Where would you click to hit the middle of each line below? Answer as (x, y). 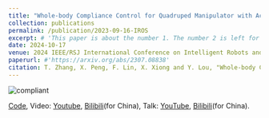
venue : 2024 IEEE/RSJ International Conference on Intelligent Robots (128, 53)
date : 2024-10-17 (37, 45)
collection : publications (51, 23)
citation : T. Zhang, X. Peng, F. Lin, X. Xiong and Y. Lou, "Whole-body (132, 68)
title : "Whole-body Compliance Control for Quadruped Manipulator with (130, 16)
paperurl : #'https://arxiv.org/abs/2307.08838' (89, 61)
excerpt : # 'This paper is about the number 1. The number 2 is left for (134, 38)
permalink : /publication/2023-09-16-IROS (78, 30)
